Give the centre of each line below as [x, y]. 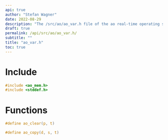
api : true [15, 10]
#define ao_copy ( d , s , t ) [32, 133]
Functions [26, 110]
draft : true [17, 29]
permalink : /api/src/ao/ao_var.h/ [41, 33]
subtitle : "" [19, 38]
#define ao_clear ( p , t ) [30, 123]
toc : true [15, 47]
